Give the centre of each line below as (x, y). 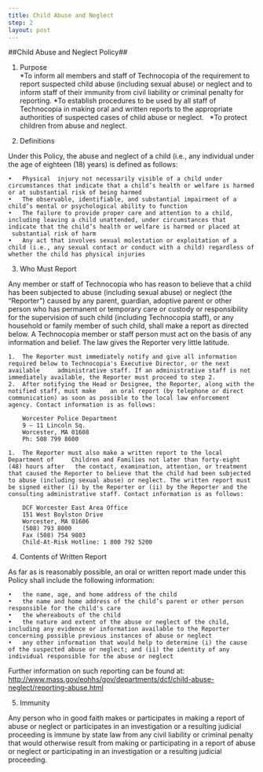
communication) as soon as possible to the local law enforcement (119, 398)
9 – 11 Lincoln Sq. (54, 426)
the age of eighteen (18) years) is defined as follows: (93, 165)
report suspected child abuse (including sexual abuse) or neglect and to (136, 84)
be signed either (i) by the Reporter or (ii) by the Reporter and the (128, 487)
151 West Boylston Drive (63, 515)
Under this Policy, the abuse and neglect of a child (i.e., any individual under (131, 156)
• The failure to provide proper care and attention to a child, (121, 213)
